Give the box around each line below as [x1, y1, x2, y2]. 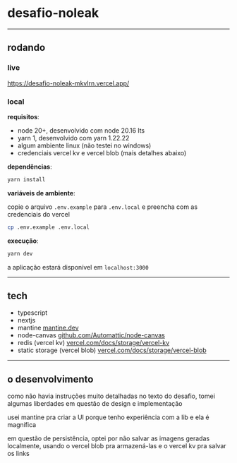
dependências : [7, 162, 52, 171]
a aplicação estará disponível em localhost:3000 [7, 263, 150, 271]
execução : [7, 236, 39, 245]
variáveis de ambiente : [7, 188, 75, 197]
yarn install [7, 176, 46, 183]
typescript [17, 308, 48, 317]
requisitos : [7, 112, 40, 121]
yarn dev [7, 250, 33, 257]
